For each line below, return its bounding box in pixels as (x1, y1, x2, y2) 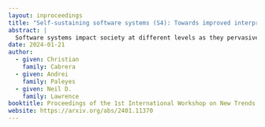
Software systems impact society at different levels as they (15, 33, 224, 42)
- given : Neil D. (15, 84, 73, 93)
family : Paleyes (22, 77, 77, 85)
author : (8, 48, 34, 56)
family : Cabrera (22, 63, 77, 71)
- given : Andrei (15, 70, 69, 78)
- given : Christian (15, 56, 80, 64)
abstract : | (8, 26, 47, 34)
